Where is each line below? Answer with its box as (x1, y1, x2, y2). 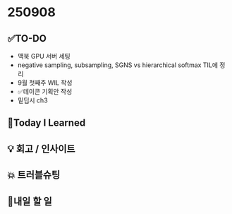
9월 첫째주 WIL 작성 (17, 78, 73, 87)
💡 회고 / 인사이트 (7, 143, 75, 155)
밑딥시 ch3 (17, 96, 48, 105)
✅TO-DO (7, 32, 47, 44)
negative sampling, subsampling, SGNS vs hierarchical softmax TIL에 (17, 61, 219, 69)
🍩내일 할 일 (7, 195, 53, 207)
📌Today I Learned (7, 117, 86, 129)
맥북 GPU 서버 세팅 (17, 52, 71, 60)
